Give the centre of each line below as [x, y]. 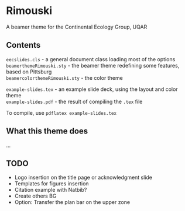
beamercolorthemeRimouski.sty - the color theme [64, 78]
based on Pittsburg [29, 72]
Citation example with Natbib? [51, 190]
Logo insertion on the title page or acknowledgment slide [83, 177]
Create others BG [35, 196]
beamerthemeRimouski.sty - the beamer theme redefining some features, [93, 65]
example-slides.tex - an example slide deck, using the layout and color [92, 89]
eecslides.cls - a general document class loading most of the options [91, 59]
